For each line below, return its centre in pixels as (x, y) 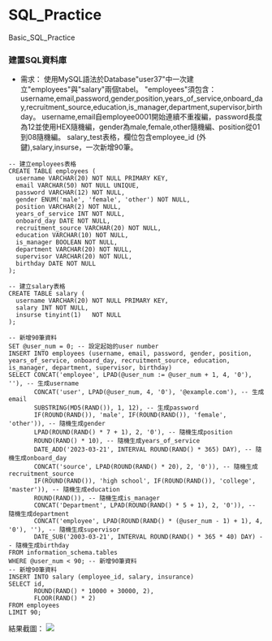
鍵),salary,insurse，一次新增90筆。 (79, 147)
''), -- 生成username (44, 383)
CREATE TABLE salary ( (47, 294)
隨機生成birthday (43, 546)
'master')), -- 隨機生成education (64, 490)
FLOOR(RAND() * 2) (65, 599)
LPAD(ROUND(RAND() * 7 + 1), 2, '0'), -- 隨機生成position (133, 432)
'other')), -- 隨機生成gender (57, 424)
